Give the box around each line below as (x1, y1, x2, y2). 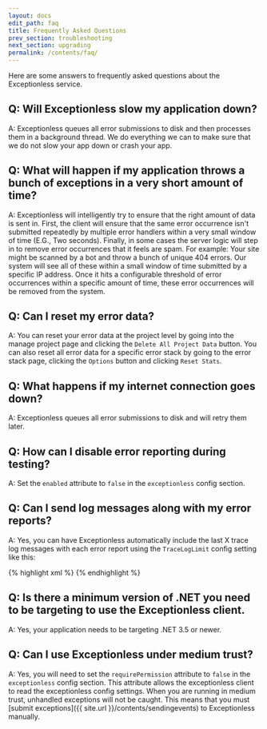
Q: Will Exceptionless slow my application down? (8, 102, 257, 116)
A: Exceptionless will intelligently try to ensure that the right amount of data (8, 209, 256, 220)
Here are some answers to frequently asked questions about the (8, 71, 220, 80)
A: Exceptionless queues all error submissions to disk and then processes (8, 123, 251, 133)
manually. (8, 711, 40, 721)
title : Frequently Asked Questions (8, 26, 127, 34)
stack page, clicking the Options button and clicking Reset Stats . (8, 357, 222, 366)
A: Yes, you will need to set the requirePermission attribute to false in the (8, 669, 251, 679)
